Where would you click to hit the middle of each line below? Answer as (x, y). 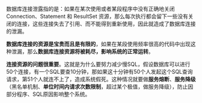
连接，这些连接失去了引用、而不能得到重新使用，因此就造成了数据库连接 (106, 24)
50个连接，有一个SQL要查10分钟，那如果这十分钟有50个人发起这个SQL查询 (100, 72)
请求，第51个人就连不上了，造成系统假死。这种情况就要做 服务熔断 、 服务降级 (101, 79)
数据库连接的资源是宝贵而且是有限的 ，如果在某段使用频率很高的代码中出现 (98, 44)
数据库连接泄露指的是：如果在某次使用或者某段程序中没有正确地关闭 (90, 9)
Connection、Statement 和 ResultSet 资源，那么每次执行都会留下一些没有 (97, 16)
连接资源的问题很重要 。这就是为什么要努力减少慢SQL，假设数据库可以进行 (98, 64)
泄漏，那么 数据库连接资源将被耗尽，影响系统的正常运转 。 (82, 51)
